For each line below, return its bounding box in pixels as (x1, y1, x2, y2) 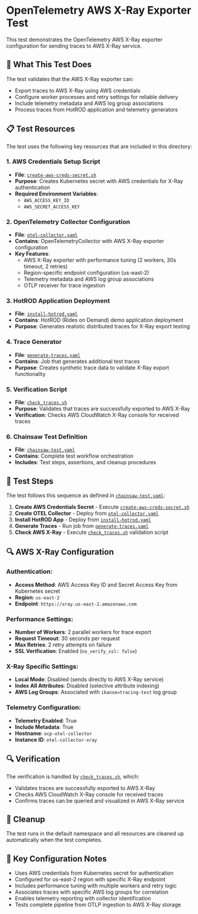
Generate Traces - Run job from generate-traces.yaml (14, 523, 149, 530)
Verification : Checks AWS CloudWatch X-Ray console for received (14, 412, 180, 419)
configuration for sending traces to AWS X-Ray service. (6, 42, 142, 49)
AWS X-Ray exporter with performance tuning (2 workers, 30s (23, 257, 177, 264)
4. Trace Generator (6, 338, 62, 346)
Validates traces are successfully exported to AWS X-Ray (14, 784, 156, 791)
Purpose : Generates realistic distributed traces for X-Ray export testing (14, 323, 190, 330)
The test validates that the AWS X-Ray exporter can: (6, 75, 134, 82)
